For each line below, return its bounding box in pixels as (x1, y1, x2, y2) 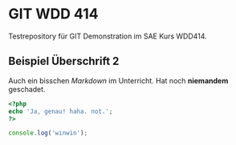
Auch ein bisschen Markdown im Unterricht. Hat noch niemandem (8, 75, 229, 85)
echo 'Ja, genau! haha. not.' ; (8, 107, 113, 115)
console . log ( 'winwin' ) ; (8, 129, 88, 137)
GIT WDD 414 (8, 5, 99, 23)
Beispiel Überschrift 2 (8, 54, 120, 68)
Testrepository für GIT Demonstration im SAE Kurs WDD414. (8, 31, 207, 41)
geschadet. (8, 84, 46, 94)
